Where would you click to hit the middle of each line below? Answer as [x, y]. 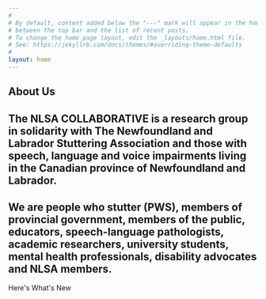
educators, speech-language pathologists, [116, 232]
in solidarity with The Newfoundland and [111, 131]
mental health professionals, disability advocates [133, 257]
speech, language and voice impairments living [127, 155]
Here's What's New [40, 288]
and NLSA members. [60, 269]
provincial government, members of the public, [127, 220]
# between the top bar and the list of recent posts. [99, 30]
